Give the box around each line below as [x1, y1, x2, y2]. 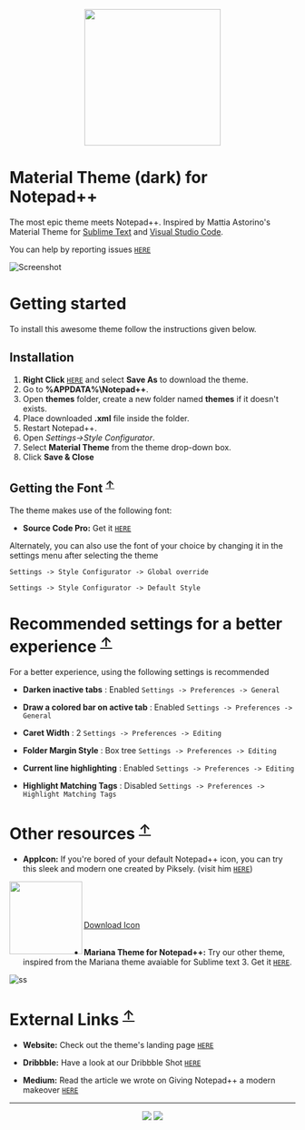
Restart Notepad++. [22, 422, 97, 433]
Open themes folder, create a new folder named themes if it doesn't [22, 393, 280, 404]
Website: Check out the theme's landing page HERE [22, 1040, 214, 1051]
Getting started [9, 294, 127, 314]
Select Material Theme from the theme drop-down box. [22, 441, 231, 452]
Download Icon [84, 920, 141, 931]
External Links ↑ [9, 1006, 135, 1030]
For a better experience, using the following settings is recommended [9, 666, 270, 677]
